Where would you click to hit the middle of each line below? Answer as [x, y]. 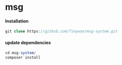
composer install [23, 58]
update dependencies [28, 42]
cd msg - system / [21, 53]
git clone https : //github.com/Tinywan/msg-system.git [61, 32]
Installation [17, 21]
